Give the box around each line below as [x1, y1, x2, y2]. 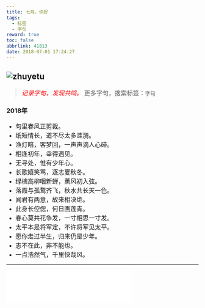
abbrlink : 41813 [6, 43, 48, 50]
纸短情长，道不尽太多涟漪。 [15, 131, 95, 139]
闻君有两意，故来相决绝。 [15, 195, 89, 204]
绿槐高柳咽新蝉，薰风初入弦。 [15, 177, 101, 185]
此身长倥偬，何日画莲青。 [15, 204, 89, 213]
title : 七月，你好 [6, 9, 49, 15]
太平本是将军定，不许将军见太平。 [15, 222, 113, 231]
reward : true [6, 32, 40, 38]
